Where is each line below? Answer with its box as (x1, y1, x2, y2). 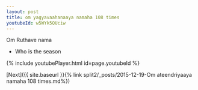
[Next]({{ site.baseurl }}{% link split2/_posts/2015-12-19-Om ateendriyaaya (6, 71, 193, 79)
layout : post (6, 8, 39, 15)
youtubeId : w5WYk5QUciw (6, 20, 66, 26)
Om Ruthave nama (6, 37, 52, 44)
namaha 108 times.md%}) (6, 77, 70, 85)
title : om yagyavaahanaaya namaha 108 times (6, 14, 120, 20)
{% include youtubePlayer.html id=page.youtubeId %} (6, 59, 140, 67)
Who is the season (14, 48, 61, 55)
